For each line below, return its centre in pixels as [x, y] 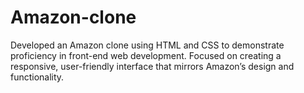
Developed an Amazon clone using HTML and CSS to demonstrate [147, 45]
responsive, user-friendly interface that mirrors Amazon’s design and [152, 66]
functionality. [37, 77]
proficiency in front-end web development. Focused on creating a [146, 55]
